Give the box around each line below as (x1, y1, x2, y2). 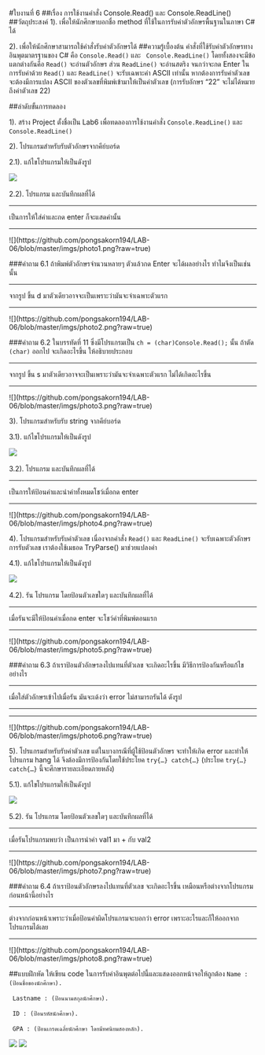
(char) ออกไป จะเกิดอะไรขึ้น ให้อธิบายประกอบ (9, 347, 133, 356)
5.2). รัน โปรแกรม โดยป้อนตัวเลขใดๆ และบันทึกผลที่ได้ (9, 812, 153, 821)
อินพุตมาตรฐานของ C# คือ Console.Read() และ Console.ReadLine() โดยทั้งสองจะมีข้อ (9, 50, 256, 60)
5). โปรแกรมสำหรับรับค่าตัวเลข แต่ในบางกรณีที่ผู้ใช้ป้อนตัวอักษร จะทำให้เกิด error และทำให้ (9, 747, 248, 755)
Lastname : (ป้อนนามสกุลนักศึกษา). (12, 994, 109, 1002)
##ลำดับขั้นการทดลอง (9, 101, 66, 111)
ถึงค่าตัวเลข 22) (9, 86, 51, 95)
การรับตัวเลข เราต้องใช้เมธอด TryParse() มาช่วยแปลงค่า (9, 543, 158, 551)
